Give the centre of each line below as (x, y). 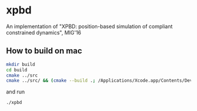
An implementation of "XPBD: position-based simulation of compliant (89, 26)
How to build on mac (44, 51)
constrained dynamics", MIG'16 (44, 32)
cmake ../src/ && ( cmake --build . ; (51, 81)
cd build (17, 70)
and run (16, 92)
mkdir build (21, 64)
